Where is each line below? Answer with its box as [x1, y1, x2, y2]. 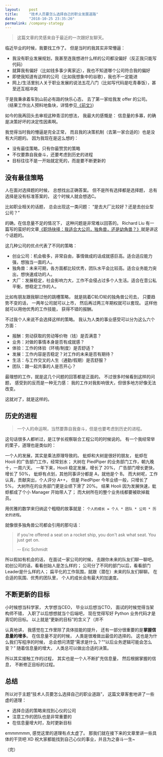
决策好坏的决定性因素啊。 [9, 119, 61, 125]
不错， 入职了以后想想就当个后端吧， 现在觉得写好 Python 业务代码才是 [13, 610, 156, 616]
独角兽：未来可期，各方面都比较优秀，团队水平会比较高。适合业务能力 [12, 265, 153, 271]
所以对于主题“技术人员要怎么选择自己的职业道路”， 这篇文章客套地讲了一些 [5, 691, 155, 697]
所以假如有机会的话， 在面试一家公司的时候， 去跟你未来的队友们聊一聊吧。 [5, 556, 156, 562]
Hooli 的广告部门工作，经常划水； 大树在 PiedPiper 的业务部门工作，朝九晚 [5, 459, 154, 465]
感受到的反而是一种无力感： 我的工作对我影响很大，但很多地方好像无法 [14, 380, 156, 386]
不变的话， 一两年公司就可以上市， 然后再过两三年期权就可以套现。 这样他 [9, 300, 158, 306]
